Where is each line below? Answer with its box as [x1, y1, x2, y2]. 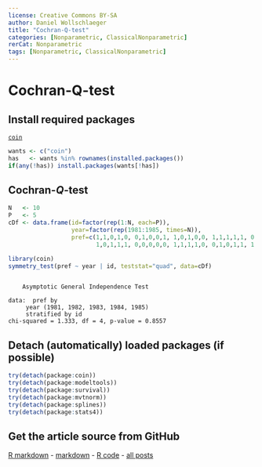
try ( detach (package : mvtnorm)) [8, 393, 107, 401]
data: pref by [8, 297, 58, 305]
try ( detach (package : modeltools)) [8, 379, 118, 387]
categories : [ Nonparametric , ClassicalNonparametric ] [8, 33, 188, 42]
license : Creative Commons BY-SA [8, 11, 118, 20]
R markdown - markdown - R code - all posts [8, 451, 154, 460]
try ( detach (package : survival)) [8, 386, 111, 394]
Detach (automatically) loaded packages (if [8, 338, 224, 352]
